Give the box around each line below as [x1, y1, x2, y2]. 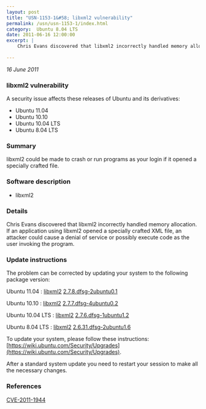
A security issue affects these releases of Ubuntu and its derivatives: [6, 95, 180, 102]
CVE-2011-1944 [6, 396, 46, 403]
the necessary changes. [6, 367, 67, 374]
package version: [6, 276, 50, 283]
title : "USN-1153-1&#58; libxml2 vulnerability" [6, 15, 133, 21]
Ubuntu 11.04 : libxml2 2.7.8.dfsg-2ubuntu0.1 [6, 288, 118, 295]
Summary [6, 142, 37, 150]
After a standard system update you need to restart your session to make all [6, 360, 198, 368]
